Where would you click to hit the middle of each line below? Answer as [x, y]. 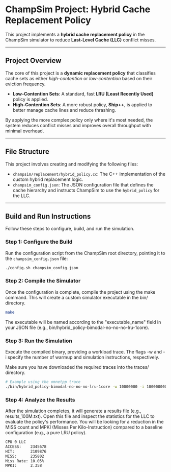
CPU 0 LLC [16, 442]
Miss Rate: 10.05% [25, 461]
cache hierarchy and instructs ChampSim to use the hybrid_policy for [86, 190]
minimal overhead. [25, 131]
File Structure [27, 152]
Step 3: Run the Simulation [39, 341]
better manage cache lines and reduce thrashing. [64, 110]
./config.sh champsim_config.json [42, 268]
